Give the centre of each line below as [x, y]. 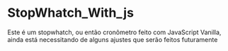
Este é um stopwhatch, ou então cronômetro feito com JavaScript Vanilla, [114, 32]
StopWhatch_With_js [71, 13]
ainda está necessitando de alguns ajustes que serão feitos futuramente [113, 39]
